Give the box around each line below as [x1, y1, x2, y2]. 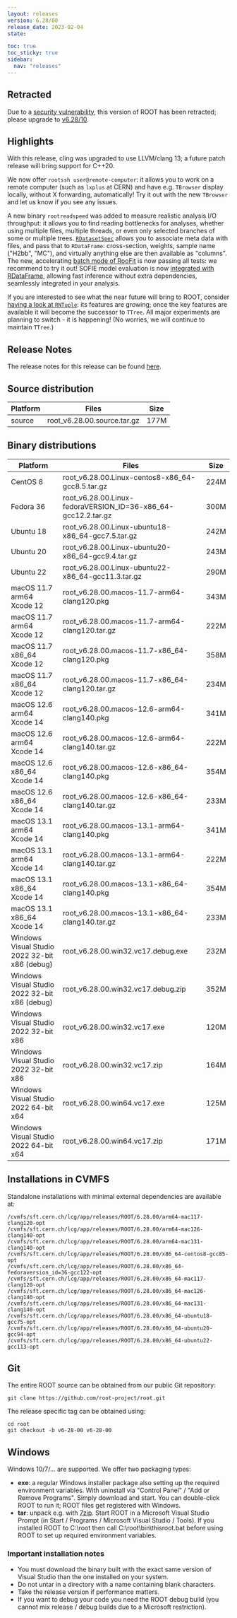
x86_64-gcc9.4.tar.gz [62, 551, 138, 561]
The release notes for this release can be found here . [7, 362, 162, 371]
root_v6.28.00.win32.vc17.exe [62, 1022, 165, 1032]
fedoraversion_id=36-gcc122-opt [7, 1269, 102, 1276]
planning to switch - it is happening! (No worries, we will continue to [7, 315, 205, 324]
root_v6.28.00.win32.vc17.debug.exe [62, 946, 188, 956]
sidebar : [7, 56, 33, 64]
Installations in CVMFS [7, 1173, 109, 1185]
